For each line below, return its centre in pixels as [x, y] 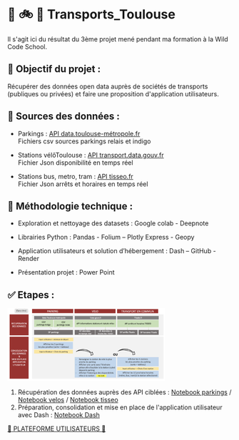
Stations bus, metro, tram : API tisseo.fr [75, 176]
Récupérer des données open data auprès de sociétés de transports [108, 86]
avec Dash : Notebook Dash [59, 415]
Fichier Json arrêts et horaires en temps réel [83, 184]
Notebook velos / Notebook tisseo [68, 400]
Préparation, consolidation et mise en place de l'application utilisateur [120, 407]
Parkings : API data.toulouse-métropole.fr [79, 133]
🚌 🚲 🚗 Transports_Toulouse [92, 15]
